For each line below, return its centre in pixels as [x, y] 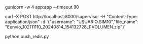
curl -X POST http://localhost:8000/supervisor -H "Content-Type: [71, 16]
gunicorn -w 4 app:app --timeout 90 [42, 7]
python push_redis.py [27, 36]
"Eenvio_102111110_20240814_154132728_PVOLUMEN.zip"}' [65, 27]
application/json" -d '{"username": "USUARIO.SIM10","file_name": [72, 22]
